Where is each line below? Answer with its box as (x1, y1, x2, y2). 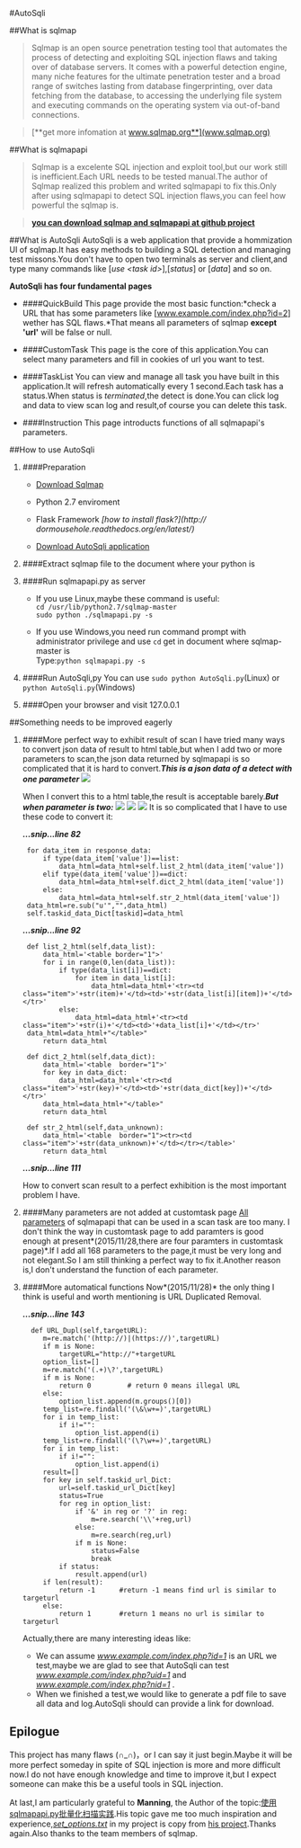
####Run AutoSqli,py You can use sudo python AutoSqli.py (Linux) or (22, 673, 280, 683)
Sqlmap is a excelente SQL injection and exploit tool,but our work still (31, 162, 288, 172)
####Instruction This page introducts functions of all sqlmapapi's (22, 417, 265, 428)
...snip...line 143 (22, 1308, 85, 1319)
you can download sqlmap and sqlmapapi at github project (31, 218, 255, 228)
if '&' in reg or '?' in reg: (75, 1507, 189, 1516)
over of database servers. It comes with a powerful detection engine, (31, 62, 288, 72)
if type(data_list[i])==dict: (58, 966, 173, 975)
